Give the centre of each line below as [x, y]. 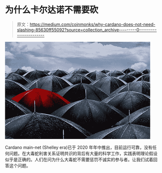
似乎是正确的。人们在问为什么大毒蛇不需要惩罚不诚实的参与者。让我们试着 [79, 159]
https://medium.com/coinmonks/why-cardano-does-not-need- [93, 24]
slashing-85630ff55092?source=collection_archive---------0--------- [87, 30]
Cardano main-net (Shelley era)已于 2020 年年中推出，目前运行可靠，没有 [79, 147]
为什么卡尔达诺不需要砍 [52, 10]
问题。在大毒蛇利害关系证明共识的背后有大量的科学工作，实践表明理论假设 [83, 153]
